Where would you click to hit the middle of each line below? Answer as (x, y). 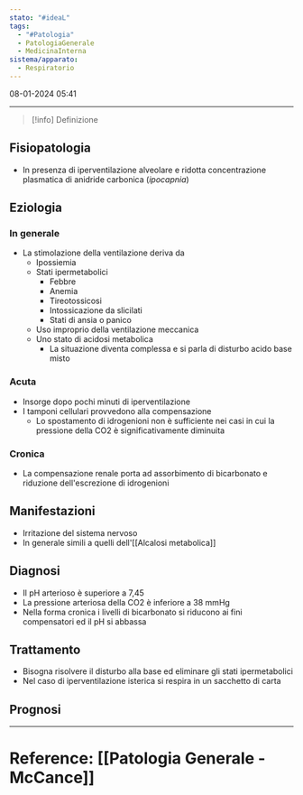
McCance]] (52, 778)
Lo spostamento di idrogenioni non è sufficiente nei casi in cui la (155, 421)
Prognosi (35, 709)
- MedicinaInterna (52, 51)
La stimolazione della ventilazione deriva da (103, 253)
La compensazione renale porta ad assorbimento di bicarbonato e (145, 473)
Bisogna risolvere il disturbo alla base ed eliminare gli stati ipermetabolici (157, 671)
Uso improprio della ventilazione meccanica (117, 329)
